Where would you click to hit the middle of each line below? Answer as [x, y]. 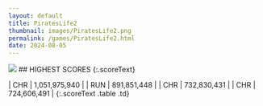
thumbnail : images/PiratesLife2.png [70, 31]
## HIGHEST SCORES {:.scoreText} [77, 70]
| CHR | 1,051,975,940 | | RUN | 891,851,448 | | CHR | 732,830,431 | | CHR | [132, 85]
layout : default [35, 16]
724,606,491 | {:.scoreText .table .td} [69, 94]
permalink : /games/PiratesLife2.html [72, 38]
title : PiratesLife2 [43, 23]
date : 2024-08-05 [38, 46]
